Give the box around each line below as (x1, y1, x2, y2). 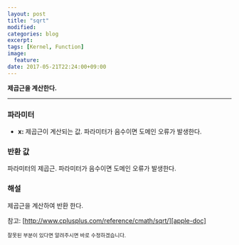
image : (7, 50, 27, 58)
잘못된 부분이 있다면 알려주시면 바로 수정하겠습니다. (7, 232, 127, 239)
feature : (14, 57, 40, 64)
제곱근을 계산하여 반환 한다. (7, 201, 84, 209)
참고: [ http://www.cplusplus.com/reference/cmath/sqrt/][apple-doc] (7, 216, 206, 224)
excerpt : (7, 37, 33, 44)
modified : (7, 23, 37, 31)
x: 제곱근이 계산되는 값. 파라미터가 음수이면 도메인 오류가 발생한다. (17, 127, 202, 136)
